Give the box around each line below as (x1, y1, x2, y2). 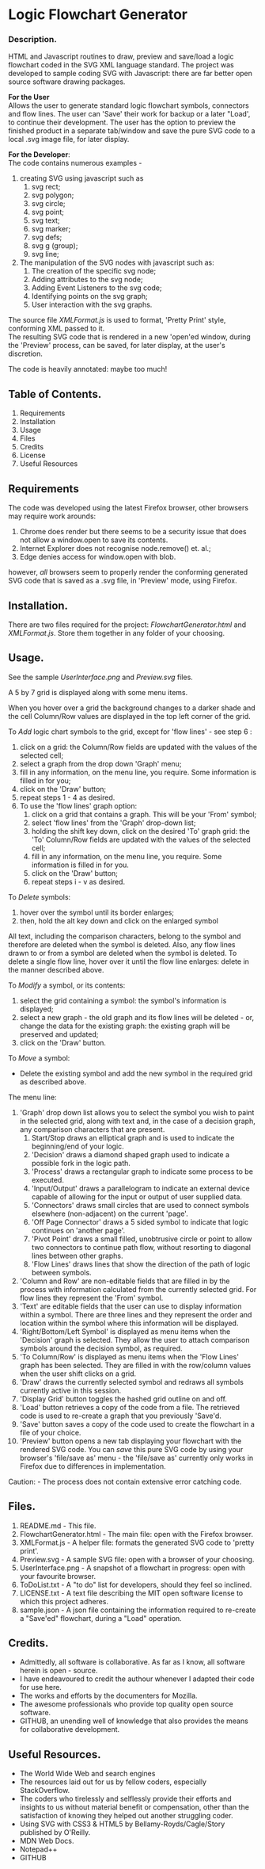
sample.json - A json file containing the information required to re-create (19, 1605, 256, 1615)
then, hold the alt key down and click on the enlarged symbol (19, 915, 219, 925)
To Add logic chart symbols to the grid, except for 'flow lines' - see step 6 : (8, 727, 252, 736)
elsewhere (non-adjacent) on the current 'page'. (31, 1209, 188, 1218)
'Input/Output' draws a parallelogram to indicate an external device (31, 1183, 251, 1193)
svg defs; (31, 232, 62, 243)
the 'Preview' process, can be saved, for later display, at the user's (8, 341, 225, 350)
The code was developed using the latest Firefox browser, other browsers (8, 503, 249, 513)
